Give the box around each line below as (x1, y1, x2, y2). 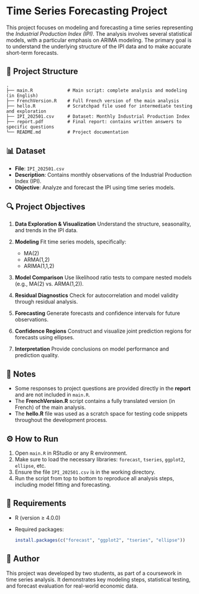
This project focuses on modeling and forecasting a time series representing (6, 24, 193, 31)
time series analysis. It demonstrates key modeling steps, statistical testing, (6, 576, 191, 583)
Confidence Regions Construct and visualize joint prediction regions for (14, 327, 192, 334)
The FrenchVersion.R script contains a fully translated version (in (14, 398, 175, 405)
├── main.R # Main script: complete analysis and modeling (6, 87, 187, 93)
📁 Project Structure (6, 67, 78, 77)
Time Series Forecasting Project (6, 4, 168, 18)
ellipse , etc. (14, 462, 46, 469)
